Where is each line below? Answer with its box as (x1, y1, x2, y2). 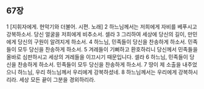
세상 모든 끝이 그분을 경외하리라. (19, 76, 96, 83)
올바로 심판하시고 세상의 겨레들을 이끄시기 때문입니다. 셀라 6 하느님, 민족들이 (6, 53, 189, 61)
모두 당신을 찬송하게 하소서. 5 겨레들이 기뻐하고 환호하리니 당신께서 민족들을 (17, 45, 198, 53)
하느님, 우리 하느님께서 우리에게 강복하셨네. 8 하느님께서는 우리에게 (17, 68, 177, 76)
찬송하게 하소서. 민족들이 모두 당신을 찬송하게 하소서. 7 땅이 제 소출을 (17, 61, 181, 68)
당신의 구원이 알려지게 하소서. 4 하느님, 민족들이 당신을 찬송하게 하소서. (17, 38, 187, 45)
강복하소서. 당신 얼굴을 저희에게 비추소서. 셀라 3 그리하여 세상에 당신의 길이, (6, 30, 187, 38)
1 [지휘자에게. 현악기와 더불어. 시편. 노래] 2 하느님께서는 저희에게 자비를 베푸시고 (6, 23, 197, 30)
